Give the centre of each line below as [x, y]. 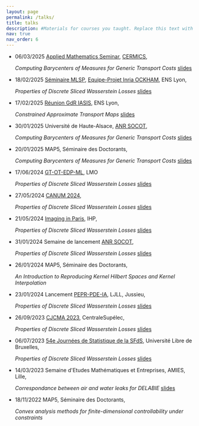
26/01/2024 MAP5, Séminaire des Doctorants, [71, 265]
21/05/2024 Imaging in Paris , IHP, [56, 218]
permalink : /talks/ [30, 17]
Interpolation [30, 283]
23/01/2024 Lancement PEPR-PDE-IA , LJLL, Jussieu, [80, 294]
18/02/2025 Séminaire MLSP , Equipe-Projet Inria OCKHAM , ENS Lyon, [101, 79]
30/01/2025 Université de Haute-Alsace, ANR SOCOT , [81, 126]
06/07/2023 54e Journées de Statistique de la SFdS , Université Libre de [103, 341]
